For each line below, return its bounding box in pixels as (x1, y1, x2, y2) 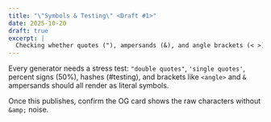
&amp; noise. (8, 105, 49, 115)
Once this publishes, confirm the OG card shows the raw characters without (8, 96, 261, 106)
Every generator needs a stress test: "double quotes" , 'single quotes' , (8, 63, 246, 73)
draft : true (8, 26, 48, 35)
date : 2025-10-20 (8, 19, 67, 27)
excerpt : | (8, 34, 45, 43)
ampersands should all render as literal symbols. (8, 81, 169, 91)
